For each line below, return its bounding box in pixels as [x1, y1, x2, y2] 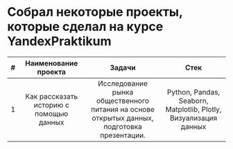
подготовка [103, 121, 142, 131]
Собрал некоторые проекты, [7, 4, 183, 20]
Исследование [98, 79, 148, 88]
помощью [34, 108, 69, 118]
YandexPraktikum [7, 34, 112, 49]
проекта [37, 67, 66, 77]
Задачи [110, 63, 136, 72]
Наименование [25, 58, 78, 68]
